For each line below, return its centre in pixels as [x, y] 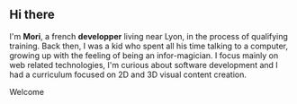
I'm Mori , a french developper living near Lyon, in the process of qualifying [148, 36]
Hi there [32, 15]
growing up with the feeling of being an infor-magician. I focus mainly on [144, 55]
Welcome [27, 91]
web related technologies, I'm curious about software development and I [144, 65]
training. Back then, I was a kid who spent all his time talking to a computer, [148, 46]
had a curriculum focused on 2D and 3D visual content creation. [128, 74]
